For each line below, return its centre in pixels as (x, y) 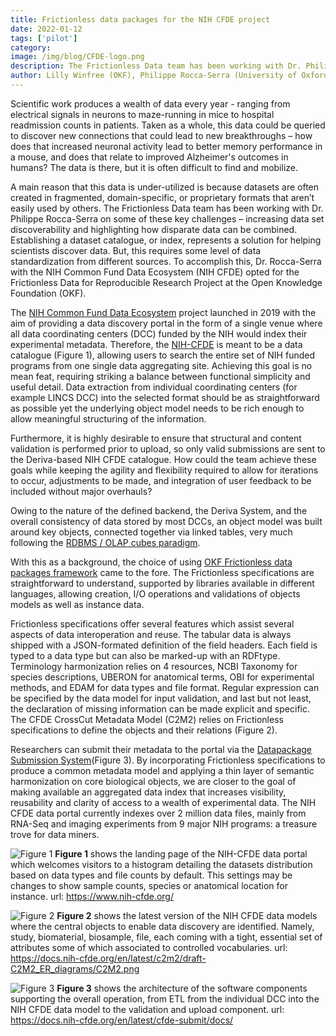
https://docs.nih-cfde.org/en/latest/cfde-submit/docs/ (122, 1020)
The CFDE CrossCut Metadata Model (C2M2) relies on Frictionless (147, 719)
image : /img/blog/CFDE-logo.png (77, 57)
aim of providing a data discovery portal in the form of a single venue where (166, 323)
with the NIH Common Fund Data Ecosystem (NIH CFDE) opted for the (155, 272)
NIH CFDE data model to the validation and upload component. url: (147, 1009)
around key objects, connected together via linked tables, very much (151, 532)
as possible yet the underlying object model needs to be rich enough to (157, 408)
